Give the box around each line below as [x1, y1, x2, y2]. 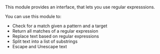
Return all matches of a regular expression [12, 28, 98, 34]
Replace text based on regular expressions [12, 34, 99, 39]
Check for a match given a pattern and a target [12, 23, 107, 29]
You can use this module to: [5, 14, 62, 19]
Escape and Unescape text [12, 44, 67, 49]
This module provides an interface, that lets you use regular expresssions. [5, 4, 155, 10]
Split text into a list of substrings [12, 38, 78, 44]
